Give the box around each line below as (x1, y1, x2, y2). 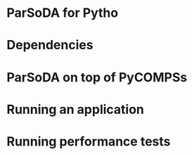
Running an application (6, 101, 145, 117)
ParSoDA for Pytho (6, 5, 119, 21)
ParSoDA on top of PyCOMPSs (6, 69, 188, 85)
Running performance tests (6, 134, 171, 149)
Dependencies (6, 37, 93, 53)
